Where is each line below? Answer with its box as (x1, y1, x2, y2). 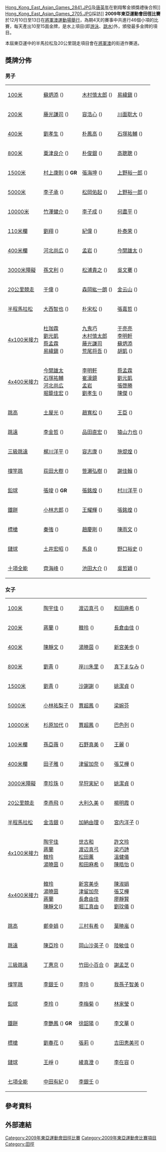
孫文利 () (43, 266, 64, 273)
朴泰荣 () (117, 228, 138, 235)
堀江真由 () (78, 903, 104, 910)
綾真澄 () (78, 1059, 99, 1066)
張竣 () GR (43, 487, 67, 494)
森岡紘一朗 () (81, 286, 112, 293)
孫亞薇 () (43, 741, 64, 748)
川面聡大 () (117, 111, 143, 118)
